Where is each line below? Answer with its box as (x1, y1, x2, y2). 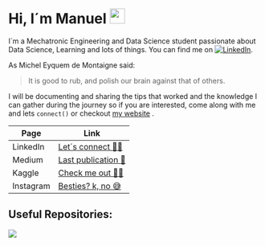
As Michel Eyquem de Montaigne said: (8, 60, 136, 70)
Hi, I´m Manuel (8, 10, 107, 28)
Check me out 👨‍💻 (58, 167, 124, 178)
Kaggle (12, 167, 39, 178)
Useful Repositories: (8, 207, 113, 221)
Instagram (12, 180, 51, 191)
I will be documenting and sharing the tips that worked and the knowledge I (8, 91, 258, 100)
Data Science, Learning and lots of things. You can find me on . (8, 44, 253, 54)
